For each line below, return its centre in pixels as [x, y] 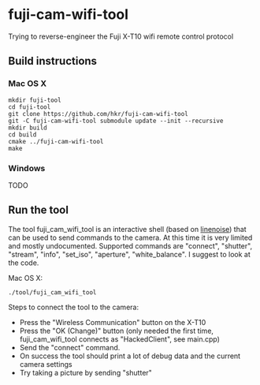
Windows [27, 168]
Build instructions [52, 61]
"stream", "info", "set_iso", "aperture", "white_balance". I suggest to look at [129, 254]
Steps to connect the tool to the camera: [74, 307]
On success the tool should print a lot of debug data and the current [130, 356]
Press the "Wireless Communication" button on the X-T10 [113, 322]
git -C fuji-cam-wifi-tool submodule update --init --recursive [116, 121]
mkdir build [28, 128]
